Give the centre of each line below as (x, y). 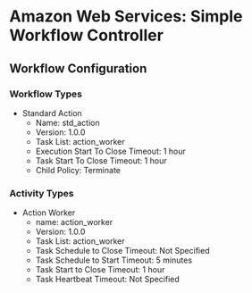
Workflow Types (46, 94)
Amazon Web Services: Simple (126, 17)
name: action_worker (74, 222)
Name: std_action (67, 122)
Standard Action (52, 113)
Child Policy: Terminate (78, 170)
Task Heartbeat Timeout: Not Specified (108, 280)
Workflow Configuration (78, 68)
